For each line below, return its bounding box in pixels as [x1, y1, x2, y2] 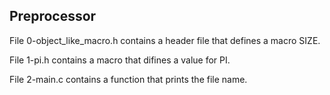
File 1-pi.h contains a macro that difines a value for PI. [9, 54, 231, 66]
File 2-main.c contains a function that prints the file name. [9, 73, 248, 85]
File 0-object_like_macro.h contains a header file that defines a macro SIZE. [9, 34, 321, 46]
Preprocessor [9, 8, 97, 25]
